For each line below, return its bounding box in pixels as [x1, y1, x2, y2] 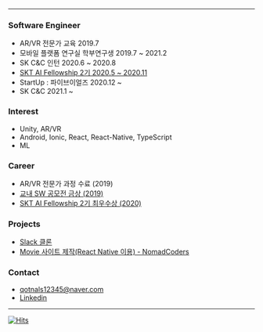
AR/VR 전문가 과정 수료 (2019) [19, 179, 113, 188]
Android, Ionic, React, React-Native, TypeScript [19, 132, 172, 142]
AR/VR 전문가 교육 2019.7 [19, 38, 99, 48]
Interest [8, 106, 39, 117]
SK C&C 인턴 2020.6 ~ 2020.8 [19, 58, 116, 67]
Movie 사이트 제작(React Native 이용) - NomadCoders [19, 247, 189, 257]
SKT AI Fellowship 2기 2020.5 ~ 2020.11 [19, 68, 147, 78]
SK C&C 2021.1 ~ [19, 87, 74, 96]
